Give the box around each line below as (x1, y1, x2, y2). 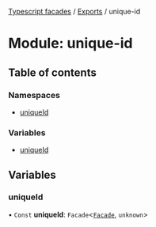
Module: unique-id (8, 35, 133, 52)
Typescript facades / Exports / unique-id (8, 7, 141, 16)
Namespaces (8, 89, 61, 100)
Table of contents (8, 66, 97, 79)
